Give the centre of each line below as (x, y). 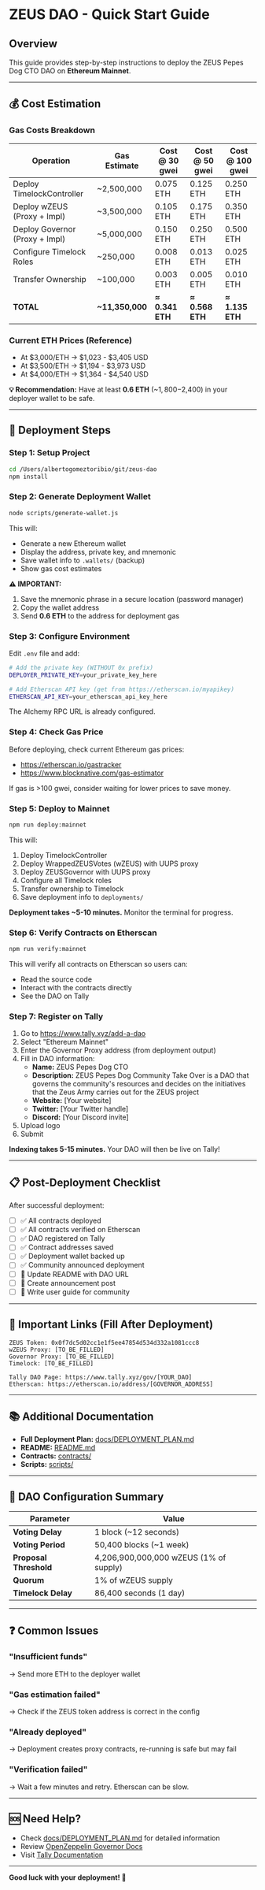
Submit (32, 1134)
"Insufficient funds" (48, 1657)
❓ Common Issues (54, 1630)
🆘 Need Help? (45, 1819)
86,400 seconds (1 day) (140, 1593)
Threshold (33, 1568)
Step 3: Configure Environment (70, 636)
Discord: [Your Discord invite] (80, 1117)
